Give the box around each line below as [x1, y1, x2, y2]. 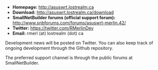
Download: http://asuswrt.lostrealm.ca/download [12, 9, 114, 15]
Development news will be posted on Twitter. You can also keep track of [5, 40, 154, 46]
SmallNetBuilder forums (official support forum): [12, 15, 116, 20]
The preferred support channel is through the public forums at [5, 55, 133, 61]
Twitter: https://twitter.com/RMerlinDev [12, 25, 94, 31]
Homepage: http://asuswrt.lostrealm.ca [12, 4, 94, 10]
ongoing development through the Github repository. [5, 45, 113, 51]
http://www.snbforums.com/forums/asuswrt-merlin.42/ [12, 20, 126, 26]
